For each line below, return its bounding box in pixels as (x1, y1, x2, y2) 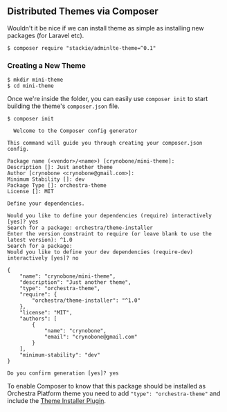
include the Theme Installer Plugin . (7, 397, 106, 405)
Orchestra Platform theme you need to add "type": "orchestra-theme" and (7, 389, 221, 397)
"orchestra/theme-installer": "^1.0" (32, 297, 140, 304)
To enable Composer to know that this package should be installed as (7, 382, 206, 391)
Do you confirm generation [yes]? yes (7, 370, 119, 377)
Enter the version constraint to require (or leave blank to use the (7, 231, 212, 238)
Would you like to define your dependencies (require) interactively (7, 213, 212, 220)
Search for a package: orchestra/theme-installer (7, 224, 154, 231)
